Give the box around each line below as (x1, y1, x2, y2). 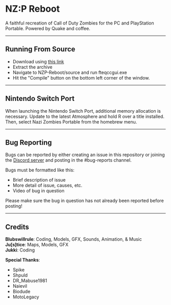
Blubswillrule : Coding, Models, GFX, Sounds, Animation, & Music (5, 236, 142, 242)
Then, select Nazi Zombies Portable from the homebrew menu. (5, 118, 137, 125)
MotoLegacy (12, 294, 39, 300)
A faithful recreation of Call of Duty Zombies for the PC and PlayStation (5, 20, 154, 26)
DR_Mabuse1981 (12, 277, 47, 284)
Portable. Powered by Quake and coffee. (5, 25, 91, 31)
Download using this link (12, 58, 65, 64)
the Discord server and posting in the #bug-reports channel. (5, 157, 132, 163)
